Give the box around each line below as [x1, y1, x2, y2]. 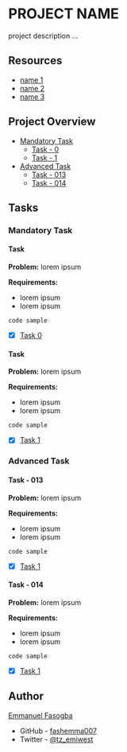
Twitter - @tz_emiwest [19, 735, 94, 744]
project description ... [8, 31, 79, 40]
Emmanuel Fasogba [8, 711, 73, 720]
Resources [8, 54, 63, 67]
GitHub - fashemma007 [19, 726, 98, 735]
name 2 [19, 83, 45, 93]
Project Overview [8, 115, 96, 129]
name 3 [19, 92, 45, 102]
